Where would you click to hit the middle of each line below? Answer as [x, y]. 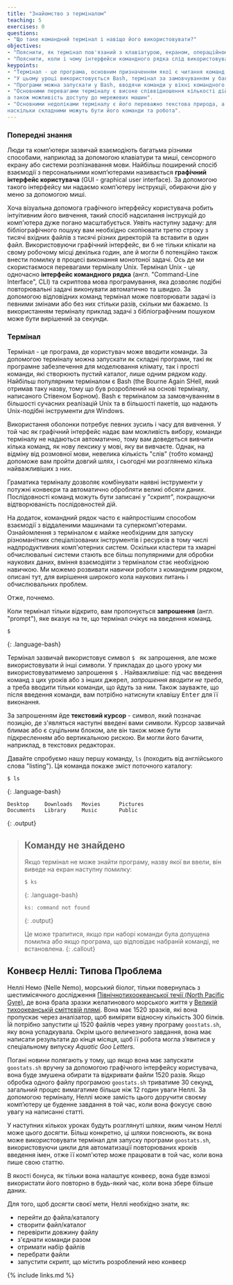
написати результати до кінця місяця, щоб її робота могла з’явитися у [111, 1039]
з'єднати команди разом [54, 1239]
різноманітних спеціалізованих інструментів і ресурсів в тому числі [108, 540]
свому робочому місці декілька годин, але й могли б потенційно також [113, 252]
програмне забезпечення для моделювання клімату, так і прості [103, 366]
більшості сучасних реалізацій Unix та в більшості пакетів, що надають [113, 403]
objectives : [24, 46]
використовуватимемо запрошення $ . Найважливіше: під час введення [115, 672]
